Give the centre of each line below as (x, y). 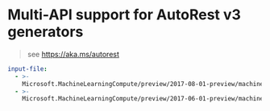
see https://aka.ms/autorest (73, 54)
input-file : (27, 69)
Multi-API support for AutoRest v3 (124, 15)
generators (46, 32)
